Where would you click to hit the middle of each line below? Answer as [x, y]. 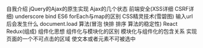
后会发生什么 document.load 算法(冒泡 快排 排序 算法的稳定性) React [92, 24]
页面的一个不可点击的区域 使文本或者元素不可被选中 [71, 39]
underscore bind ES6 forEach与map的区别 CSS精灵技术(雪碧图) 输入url [104, 16]
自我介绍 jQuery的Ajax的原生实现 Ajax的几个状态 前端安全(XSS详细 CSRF [98, 9]
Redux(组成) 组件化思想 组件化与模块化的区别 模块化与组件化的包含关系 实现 [102, 31]
